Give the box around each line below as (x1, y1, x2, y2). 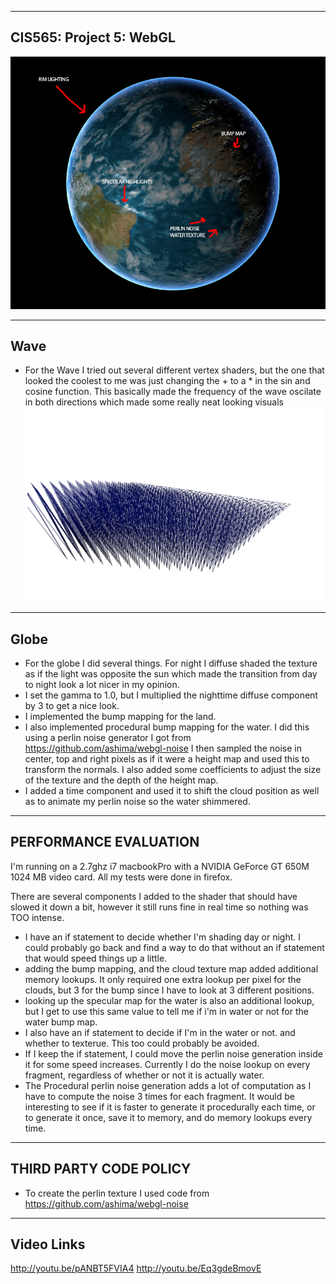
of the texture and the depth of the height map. (24, 774, 219, 786)
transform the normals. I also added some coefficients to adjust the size (24, 764, 322, 776)
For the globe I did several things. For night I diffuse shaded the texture (24, 657, 318, 670)
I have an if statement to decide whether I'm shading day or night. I (24, 931, 302, 943)
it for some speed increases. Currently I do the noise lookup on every (24, 1058, 311, 1070)
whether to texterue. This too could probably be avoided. (24, 1037, 260, 1049)
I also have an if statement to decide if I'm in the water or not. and (24, 1026, 296, 1038)
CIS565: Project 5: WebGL (10, 29, 176, 46)
